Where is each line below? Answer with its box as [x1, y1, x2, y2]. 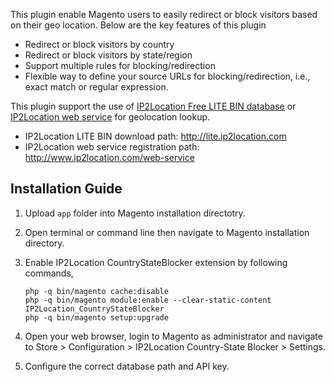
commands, [24, 267, 74, 279]
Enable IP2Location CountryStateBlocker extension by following [24, 256, 288, 268]
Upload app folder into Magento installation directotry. [24, 207, 246, 219]
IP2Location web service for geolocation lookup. [10, 111, 211, 123]
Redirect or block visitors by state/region [24, 49, 193, 61]
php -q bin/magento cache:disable [24, 286, 169, 296]
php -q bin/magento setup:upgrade [24, 312, 169, 323]
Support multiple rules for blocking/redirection [24, 60, 216, 71]
